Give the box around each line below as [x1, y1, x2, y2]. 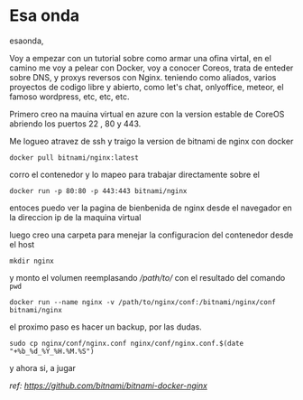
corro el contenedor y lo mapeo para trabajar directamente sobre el [9, 169, 260, 180]
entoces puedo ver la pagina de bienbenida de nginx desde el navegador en [9, 202, 293, 213]
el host [9, 238, 35, 249]
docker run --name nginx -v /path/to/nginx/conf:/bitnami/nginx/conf [9, 297, 277, 307]
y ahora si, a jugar [9, 362, 77, 373]
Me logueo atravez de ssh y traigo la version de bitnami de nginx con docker [9, 135, 294, 146]
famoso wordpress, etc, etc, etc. [9, 91, 130, 102]
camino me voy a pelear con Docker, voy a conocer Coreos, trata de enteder [9, 62, 294, 73]
